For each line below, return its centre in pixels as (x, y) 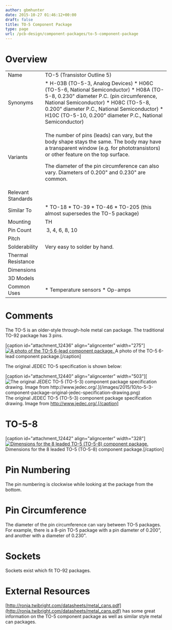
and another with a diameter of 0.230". (46, 535)
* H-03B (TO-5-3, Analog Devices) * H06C (99, 83)
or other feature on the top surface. (87, 154)
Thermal (18, 255)
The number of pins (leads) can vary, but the (99, 135)
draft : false (19, 19)
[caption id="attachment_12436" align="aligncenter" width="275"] (75, 345)
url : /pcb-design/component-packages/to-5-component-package (72, 34)
